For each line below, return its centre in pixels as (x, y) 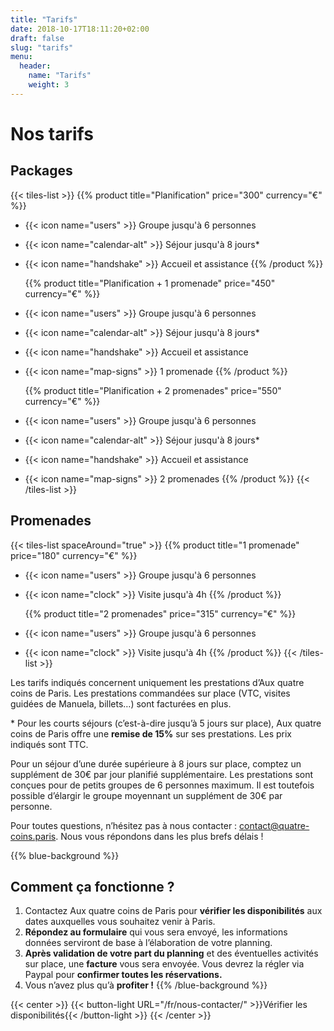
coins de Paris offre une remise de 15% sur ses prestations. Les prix (151, 733)
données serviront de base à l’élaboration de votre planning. (148, 943)
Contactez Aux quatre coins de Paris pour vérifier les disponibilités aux (173, 911)
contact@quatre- (274, 825)
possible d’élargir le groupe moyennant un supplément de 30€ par (146, 795)
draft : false (37, 38)
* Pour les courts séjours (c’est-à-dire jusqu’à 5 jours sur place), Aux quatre (166, 723)
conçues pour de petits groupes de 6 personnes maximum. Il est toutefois (162, 785)
